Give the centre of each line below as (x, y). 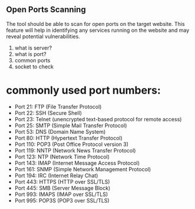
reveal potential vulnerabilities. (43, 36)
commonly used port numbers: (83, 90)
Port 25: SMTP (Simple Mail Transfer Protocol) (71, 125)
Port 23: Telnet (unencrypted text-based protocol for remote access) (98, 119)
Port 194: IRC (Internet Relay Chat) (56, 175)
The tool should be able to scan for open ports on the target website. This (95, 24)
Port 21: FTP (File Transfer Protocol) (58, 107)
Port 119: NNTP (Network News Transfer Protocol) (75, 150)
